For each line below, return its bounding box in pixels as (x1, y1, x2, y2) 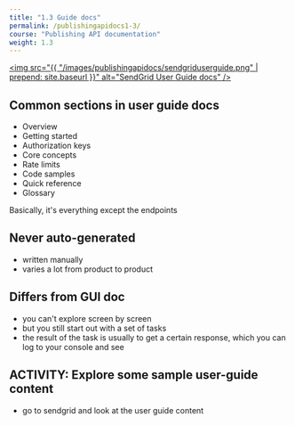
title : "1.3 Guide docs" (9, 12, 101, 22)
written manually (21, 254, 84, 265)
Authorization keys (21, 140, 92, 151)
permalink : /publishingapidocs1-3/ (9, 21, 141, 30)
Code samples (21, 168, 76, 179)
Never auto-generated (9, 231, 136, 246)
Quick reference (21, 178, 82, 189)
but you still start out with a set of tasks (21, 323, 167, 333)
